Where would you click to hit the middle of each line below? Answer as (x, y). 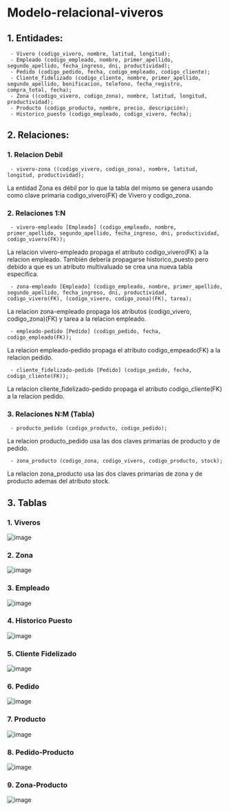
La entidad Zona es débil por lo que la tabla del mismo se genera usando (110, 188)
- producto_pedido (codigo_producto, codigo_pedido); (89, 428)
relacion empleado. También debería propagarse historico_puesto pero (108, 259)
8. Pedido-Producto (41, 752)
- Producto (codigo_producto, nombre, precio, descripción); (99, 108)
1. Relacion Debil (35, 155)
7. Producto (26, 719)
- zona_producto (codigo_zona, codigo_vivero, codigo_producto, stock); (117, 461)
